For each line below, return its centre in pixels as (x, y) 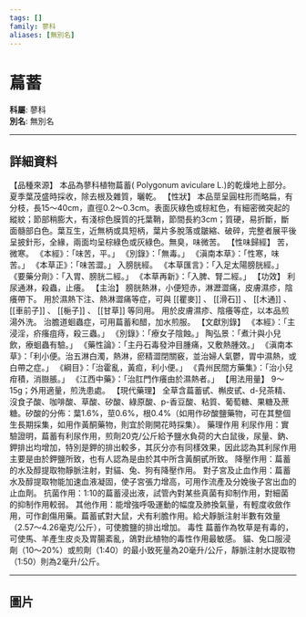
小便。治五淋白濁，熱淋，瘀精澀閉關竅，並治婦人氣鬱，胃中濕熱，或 (168, 356)
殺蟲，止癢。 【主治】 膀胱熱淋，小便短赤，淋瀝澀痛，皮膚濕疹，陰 (167, 288)
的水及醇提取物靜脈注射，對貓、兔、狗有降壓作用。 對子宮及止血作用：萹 (146, 470)
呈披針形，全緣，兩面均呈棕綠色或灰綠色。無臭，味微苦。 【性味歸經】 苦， (151, 242)
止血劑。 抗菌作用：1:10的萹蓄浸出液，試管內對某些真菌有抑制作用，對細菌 (149, 493)
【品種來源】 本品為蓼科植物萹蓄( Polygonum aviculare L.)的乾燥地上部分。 (150, 185)
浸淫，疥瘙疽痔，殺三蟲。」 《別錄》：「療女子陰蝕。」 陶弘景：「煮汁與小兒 (145, 333)
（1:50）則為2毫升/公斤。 (57, 561)
